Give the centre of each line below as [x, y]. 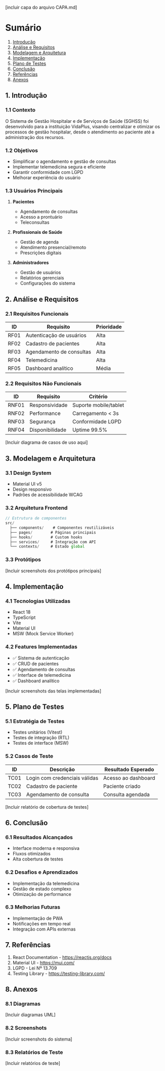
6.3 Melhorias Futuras [33, 907]
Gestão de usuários [40, 272]
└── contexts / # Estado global [47, 547]
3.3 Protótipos [23, 560]
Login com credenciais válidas [62, 778]
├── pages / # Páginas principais [53, 532]
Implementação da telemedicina [46, 883]
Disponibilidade [48, 430]
